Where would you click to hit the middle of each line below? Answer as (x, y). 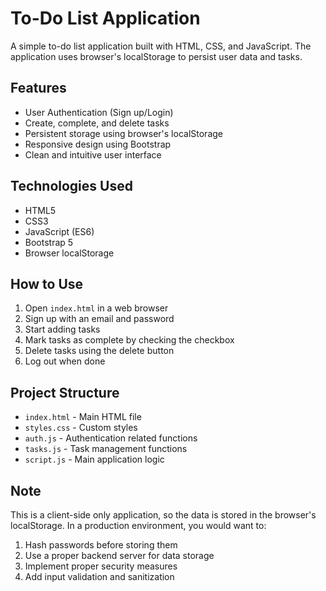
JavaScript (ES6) (59, 231)
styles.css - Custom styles (81, 428)
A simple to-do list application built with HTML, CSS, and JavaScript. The (161, 46)
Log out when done (65, 361)
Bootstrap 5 (49, 242)
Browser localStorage (69, 253)
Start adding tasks (62, 329)
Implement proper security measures (101, 566)
